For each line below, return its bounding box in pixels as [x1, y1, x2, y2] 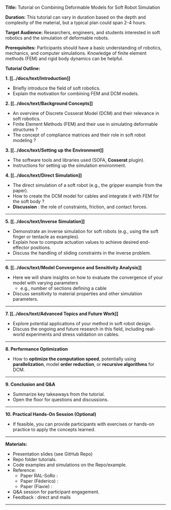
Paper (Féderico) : [20, 478, 59, 484]
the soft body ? [12, 199, 45, 204]
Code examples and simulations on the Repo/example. [12, 462, 127, 468]
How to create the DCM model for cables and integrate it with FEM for [12, 193, 159, 199]
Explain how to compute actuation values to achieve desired [12, 239, 139, 245]
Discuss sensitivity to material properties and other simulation [12, 291, 142, 297]
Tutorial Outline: [5, 66, 41, 71]
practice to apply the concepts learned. [12, 427, 96, 432]
